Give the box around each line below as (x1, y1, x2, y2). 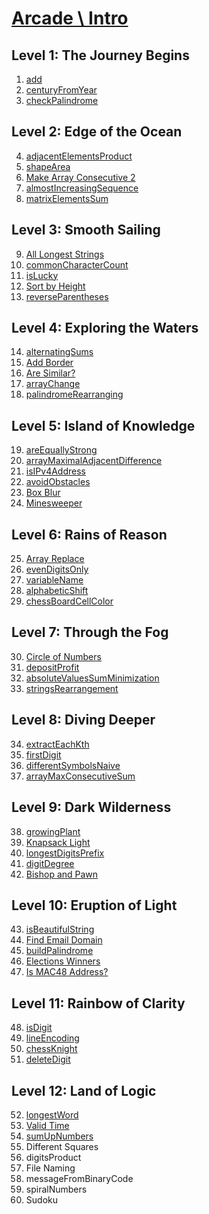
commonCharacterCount (25, 258, 129, 271)
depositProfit (25, 661, 80, 673)
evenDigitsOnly (25, 563, 89, 576)
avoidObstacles (25, 476, 91, 488)
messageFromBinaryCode (25, 1172, 134, 1184)
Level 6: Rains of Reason (11, 526, 168, 543)
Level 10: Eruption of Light (11, 897, 178, 914)
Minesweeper (25, 497, 83, 509)
